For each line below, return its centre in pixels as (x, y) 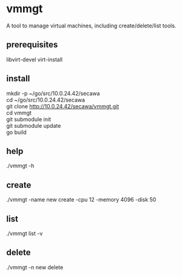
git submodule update (34, 125)
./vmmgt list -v (25, 233)
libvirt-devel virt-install (34, 59)
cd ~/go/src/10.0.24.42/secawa (46, 100)
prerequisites (32, 45)
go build (17, 132)
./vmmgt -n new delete (35, 267)
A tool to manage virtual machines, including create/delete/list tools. (91, 26)
